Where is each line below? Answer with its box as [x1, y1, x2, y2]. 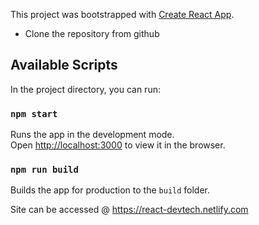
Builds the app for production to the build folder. [10, 184, 211, 196]
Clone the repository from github [24, 28, 160, 39]
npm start [10, 108, 58, 119]
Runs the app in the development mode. [10, 129, 175, 141]
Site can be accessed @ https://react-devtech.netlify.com [10, 204, 249, 216]
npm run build [10, 164, 79, 176]
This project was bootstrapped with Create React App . [10, 9, 235, 20]
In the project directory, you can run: [10, 83, 161, 95]
